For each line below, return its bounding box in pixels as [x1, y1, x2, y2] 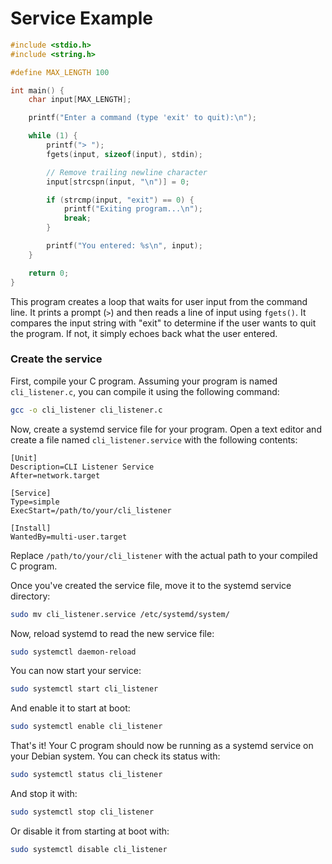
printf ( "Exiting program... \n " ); [63, 204, 203, 214]
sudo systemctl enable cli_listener [10, 722, 163, 732]
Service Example [10, 7, 153, 30]
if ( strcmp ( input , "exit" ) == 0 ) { [46, 195, 195, 205]
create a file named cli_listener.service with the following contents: [10, 433, 298, 446]
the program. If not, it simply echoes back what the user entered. [10, 327, 278, 339]
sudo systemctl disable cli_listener [10, 844, 168, 854]
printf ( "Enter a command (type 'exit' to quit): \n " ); [28, 113, 257, 123]
